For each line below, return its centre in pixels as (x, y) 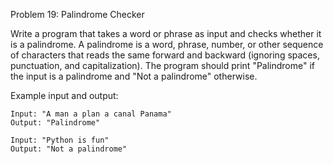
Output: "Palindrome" (55, 123)
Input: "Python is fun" (60, 140)
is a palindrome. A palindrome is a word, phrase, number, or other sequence (167, 44)
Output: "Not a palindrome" (69, 149)
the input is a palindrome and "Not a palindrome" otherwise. (134, 76)
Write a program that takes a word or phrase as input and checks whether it (166, 33)
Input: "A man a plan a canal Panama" (91, 114)
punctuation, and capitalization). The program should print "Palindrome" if (163, 65)
